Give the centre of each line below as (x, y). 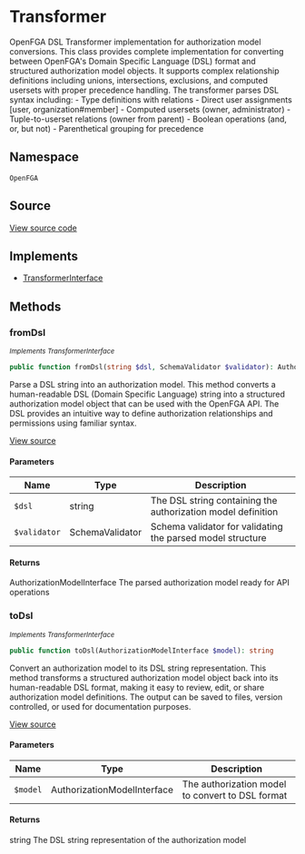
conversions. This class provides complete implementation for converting (147, 51)
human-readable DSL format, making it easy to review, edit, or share (137, 687)
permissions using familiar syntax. (73, 423)
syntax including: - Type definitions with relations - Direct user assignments (151, 99)
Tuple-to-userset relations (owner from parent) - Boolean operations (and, (148, 119)
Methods (35, 306)
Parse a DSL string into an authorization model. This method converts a (143, 384)
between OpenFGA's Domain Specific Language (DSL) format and (133, 61)
